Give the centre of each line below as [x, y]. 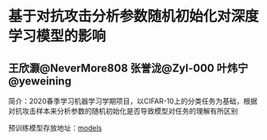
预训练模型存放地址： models [55, 128]
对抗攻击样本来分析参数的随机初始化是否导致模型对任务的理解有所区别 [123, 111]
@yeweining [40, 81]
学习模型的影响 [57, 36]
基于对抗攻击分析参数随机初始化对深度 [134, 16]
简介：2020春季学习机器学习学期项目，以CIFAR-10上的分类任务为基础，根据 [133, 101]
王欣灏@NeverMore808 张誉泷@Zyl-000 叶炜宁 [128, 68]
